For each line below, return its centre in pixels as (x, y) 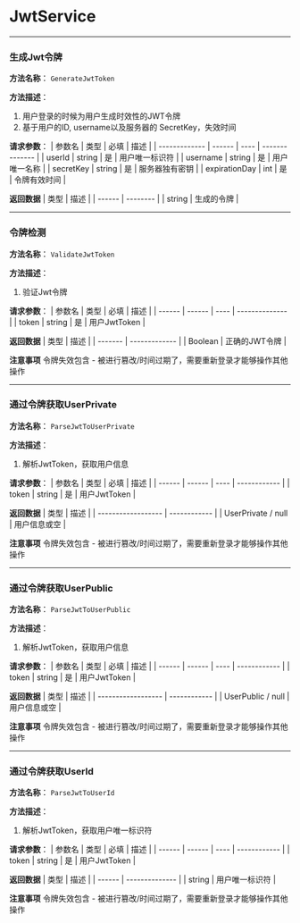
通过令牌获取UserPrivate (63, 405)
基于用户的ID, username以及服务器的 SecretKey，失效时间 (129, 128)
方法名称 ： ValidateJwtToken (62, 254)
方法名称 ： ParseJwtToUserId (62, 793)
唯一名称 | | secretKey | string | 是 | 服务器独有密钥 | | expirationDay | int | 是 (148, 169)
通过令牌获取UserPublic (61, 588)
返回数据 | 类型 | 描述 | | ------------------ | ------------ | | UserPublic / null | (150, 696)
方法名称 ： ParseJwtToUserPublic (70, 609)
